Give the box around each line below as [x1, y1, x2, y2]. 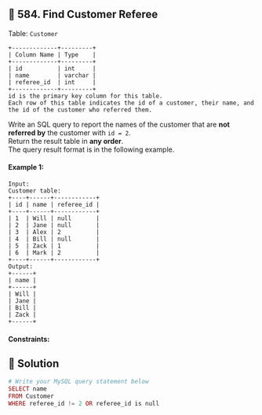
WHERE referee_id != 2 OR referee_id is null [8, 400, 159, 408]
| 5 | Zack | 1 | [8, 242, 100, 250]
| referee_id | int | [8, 78, 96, 86]
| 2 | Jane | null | [8, 222, 100, 230]
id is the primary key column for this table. [8, 92, 163, 100]
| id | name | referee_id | [8, 201, 100, 209]
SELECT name [8, 385, 47, 393]
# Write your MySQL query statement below [8, 378, 149, 386]
